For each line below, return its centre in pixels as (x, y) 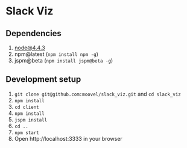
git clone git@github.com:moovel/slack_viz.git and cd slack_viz (98, 94)
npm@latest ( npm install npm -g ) (56, 54)
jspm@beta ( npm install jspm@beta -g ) (64, 60)
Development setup (43, 79)
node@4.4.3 (30, 48)
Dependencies (33, 33)
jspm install (31, 120)
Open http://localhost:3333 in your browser (68, 138)
